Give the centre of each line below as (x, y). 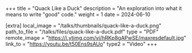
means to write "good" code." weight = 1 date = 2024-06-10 (78, 14)
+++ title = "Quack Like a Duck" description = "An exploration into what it (94, 8)
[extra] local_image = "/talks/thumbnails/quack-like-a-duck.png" (83, 26)
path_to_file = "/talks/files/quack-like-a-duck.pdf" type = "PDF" (82, 32)
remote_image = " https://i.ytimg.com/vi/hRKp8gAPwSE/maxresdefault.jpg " (96, 38)
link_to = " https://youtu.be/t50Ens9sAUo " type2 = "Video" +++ (81, 44)
